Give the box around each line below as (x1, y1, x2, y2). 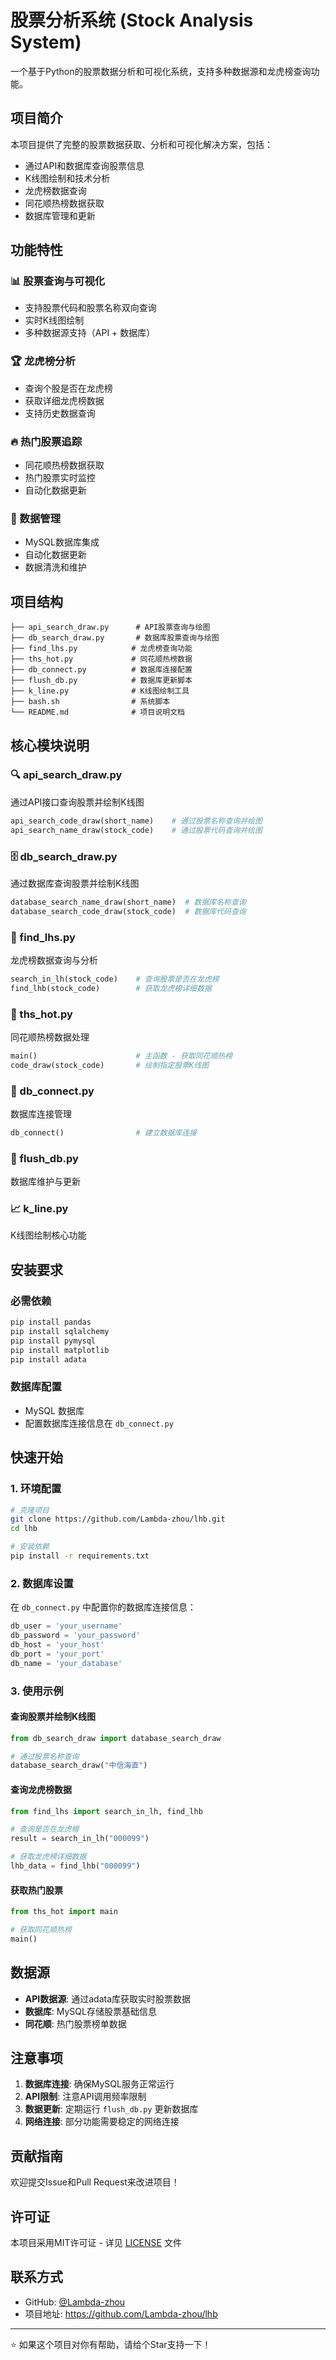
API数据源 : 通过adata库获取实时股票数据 (24, 1992, 192, 2005)
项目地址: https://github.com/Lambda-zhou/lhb (24, 2307, 218, 2320)
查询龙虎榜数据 (10, 1783, 72, 1795)
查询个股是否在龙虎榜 (24, 382, 113, 394)
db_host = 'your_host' (10, 1639, 105, 1650)
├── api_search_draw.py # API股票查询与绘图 (10, 622, 211, 633)
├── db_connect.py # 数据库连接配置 (10, 665, 193, 675)
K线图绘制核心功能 (10, 1229, 87, 1241)
